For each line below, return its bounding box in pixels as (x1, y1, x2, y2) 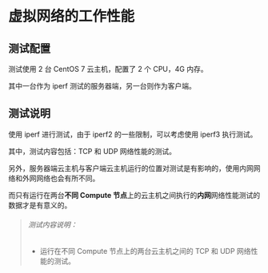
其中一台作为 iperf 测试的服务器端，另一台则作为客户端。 (8, 81, 196, 90)
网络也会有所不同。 (35, 173, 100, 183)
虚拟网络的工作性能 (8, 7, 135, 26)
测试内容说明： (27, 220, 78, 230)
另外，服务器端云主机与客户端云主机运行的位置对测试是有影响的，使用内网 (8, 163, 254, 172)
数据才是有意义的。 (8, 200, 72, 210)
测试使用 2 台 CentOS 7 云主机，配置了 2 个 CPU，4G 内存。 (8, 65, 208, 73)
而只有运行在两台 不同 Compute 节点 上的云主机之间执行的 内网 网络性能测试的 (8, 190, 261, 200)
